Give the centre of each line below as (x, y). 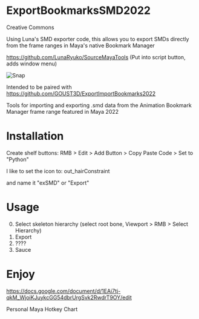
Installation (35, 136)
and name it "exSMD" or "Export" (48, 183)
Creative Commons (30, 27)
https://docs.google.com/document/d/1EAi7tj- (64, 291)
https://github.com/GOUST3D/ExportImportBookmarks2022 (81, 93)
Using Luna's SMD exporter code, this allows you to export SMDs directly (98, 39)
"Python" (18, 159)
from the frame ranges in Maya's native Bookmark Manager (81, 45)
